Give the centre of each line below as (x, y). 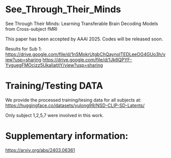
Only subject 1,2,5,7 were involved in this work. (54, 115)
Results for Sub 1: (23, 49)
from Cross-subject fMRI (31, 29)
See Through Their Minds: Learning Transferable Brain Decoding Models (82, 24)
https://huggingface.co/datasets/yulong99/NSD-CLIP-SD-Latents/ (75, 105)
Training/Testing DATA (54, 86)
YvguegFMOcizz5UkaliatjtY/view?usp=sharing (54, 65)
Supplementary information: (67, 136)
